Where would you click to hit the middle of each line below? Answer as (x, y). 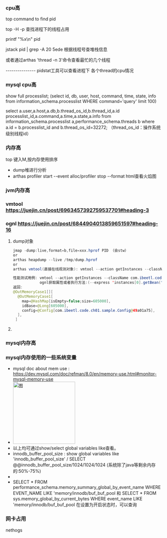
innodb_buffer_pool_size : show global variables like (66, 454)
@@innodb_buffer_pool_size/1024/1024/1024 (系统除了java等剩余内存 (84, 465)
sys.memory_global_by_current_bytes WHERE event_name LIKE (78, 499)
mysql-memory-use (33, 379)
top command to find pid (31, 19)
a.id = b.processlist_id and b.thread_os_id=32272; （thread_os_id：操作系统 (83, 127)
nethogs (14, 530)
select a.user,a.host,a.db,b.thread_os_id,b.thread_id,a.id (63, 111)
